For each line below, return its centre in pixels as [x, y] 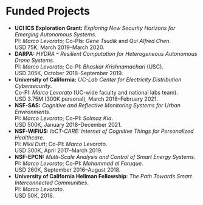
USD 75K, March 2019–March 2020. [59, 47]
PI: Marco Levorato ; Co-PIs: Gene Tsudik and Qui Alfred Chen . [93, 41]
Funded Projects [48, 11]
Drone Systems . [35, 60]
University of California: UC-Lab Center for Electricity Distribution [98, 79]
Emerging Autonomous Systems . [55, 34]
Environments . [33, 112]
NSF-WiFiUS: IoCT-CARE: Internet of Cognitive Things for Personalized [104, 131]
